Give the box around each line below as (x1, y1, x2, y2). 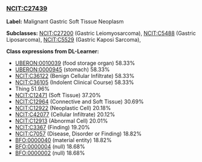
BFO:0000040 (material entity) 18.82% (15, 137, 112, 144)
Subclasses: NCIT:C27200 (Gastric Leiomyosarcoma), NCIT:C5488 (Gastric (6, 30, 197, 37)
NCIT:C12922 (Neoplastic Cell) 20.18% (15, 105, 111, 112)
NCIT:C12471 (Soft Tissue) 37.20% (15, 92, 101, 99)
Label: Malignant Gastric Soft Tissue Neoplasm (6, 18, 124, 25)
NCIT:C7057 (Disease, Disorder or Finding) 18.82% (15, 130, 142, 137)
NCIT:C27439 (6, 4, 48, 13)
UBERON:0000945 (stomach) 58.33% (15, 66, 110, 73)
